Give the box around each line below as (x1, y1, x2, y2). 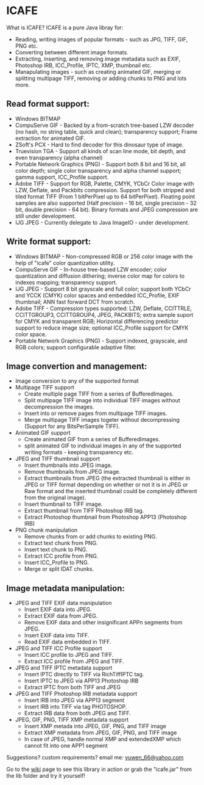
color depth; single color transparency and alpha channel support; (15, 167, 181, 174)
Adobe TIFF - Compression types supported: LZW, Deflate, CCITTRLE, (15, 305, 192, 312)
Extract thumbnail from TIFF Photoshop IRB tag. (24, 507, 144, 515)
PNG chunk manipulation (15, 526, 78, 534)
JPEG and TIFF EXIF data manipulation (15, 599, 112, 607)
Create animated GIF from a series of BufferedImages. (24, 436, 160, 443)
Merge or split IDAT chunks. (24, 565, 94, 573)
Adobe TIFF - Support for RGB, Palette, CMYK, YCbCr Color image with (15, 179, 194, 187)
